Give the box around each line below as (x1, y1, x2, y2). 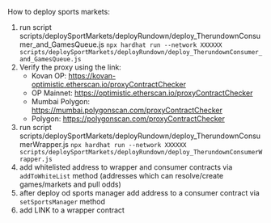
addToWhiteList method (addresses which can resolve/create (19, 171, 224, 180)
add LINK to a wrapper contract (19, 205, 125, 215)
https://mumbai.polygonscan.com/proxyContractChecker (31, 105, 223, 115)
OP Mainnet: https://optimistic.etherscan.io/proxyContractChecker (31, 88, 253, 98)
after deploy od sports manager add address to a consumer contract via (19, 188, 260, 197)
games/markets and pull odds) (19, 179, 122, 189)
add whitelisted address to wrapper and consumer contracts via (19, 162, 233, 172)
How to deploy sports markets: (7, 7, 110, 16)
